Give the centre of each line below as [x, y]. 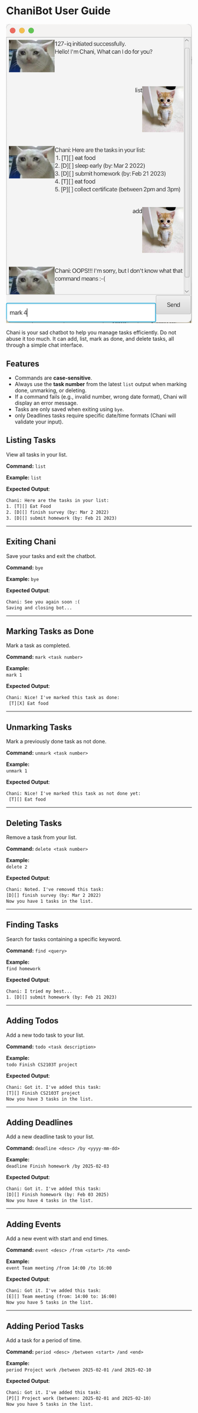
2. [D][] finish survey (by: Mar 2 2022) [58, 512]
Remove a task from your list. [42, 837]
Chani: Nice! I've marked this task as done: [63, 698]
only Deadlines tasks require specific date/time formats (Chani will [95, 415]
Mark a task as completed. [38, 645]
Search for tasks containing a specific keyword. [64, 939]
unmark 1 [17, 771]
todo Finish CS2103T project [42, 1065]
